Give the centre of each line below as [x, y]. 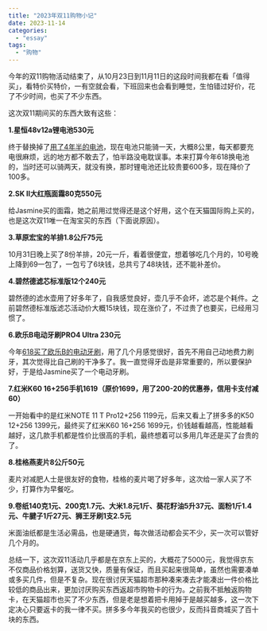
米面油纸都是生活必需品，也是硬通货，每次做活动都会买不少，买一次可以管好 [133, 533]
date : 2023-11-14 [37, 23]
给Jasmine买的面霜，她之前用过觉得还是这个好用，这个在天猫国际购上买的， [133, 210]
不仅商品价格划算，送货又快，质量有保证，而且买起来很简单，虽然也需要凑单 [133, 569]
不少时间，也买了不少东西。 [60, 96]
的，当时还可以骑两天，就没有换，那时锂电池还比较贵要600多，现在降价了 [130, 167]
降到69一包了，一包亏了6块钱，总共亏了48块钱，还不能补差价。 [120, 264]
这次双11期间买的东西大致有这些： [64, 113]
